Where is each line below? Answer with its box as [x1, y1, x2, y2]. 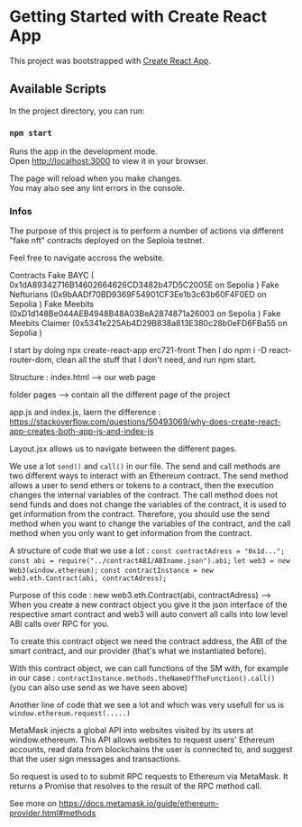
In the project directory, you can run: [9, 105, 145, 116]
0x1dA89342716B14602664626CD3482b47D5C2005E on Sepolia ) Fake [9, 279, 279, 290]
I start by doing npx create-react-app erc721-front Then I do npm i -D [9, 345, 268, 356]
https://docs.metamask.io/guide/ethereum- [58, 798, 219, 809]
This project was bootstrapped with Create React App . [9, 55, 212, 66]
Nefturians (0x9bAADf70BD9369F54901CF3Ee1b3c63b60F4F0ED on [9, 289, 268, 300]
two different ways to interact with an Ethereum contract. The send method [9, 470, 288, 481]
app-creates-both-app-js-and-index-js [9, 426, 154, 437]
